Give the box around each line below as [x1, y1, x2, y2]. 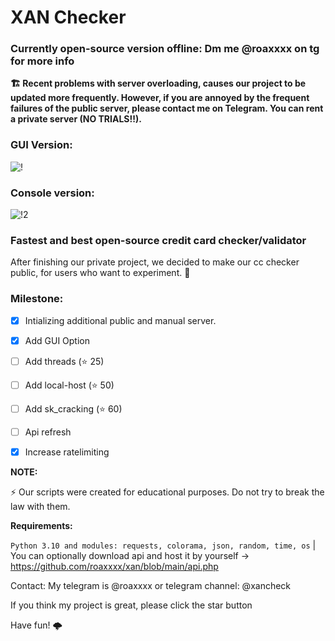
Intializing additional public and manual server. [24, 314, 217, 326]
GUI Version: [10, 138, 73, 152]
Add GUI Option [24, 334, 90, 346]
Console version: [10, 186, 95, 200]
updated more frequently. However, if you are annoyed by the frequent [10, 92, 310, 104]
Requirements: [10, 519, 73, 531]
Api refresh [24, 426, 72, 438]
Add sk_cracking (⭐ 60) [24, 402, 123, 415]
